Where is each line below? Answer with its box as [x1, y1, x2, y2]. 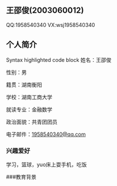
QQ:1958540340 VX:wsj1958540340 [6, 21, 95, 28]
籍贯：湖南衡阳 [6, 81, 42, 88]
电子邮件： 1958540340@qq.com [6, 131, 86, 138]
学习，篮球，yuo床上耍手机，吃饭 [6, 161, 87, 168]
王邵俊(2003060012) [6, 5, 84, 16]
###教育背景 [6, 173, 37, 180]
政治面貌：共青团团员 [6, 118, 57, 125]
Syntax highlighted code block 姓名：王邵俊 [6, 56, 112, 63]
